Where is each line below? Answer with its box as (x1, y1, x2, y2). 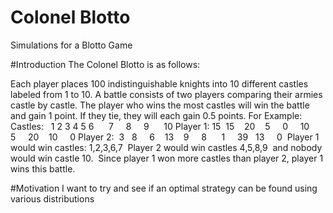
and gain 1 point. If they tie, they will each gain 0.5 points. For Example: (10, 109, 303, 121)
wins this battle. (10, 162, 76, 175)
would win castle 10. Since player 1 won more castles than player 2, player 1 (10, 152, 324, 164)
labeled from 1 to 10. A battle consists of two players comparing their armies (10, 88, 323, 100)
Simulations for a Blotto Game (10, 39, 133, 51)
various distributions (10, 192, 95, 205)
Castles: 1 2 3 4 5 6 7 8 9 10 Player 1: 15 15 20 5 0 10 (10, 120, 310, 132)
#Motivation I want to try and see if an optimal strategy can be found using (10, 182, 318, 194)
